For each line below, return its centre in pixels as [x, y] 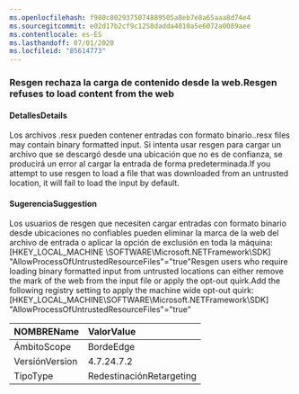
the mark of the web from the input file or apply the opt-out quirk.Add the [145, 281]
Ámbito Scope [43, 347]
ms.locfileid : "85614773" [57, 51]
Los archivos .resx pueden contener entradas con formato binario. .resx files [149, 135]
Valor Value [112, 332]
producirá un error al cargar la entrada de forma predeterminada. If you [140, 164]
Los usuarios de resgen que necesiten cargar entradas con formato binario [148, 224]
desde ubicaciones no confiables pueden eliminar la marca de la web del [144, 233]
